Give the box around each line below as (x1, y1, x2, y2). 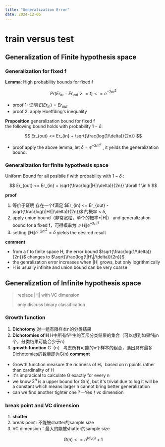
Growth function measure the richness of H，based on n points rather (12, 361, 155, 367)
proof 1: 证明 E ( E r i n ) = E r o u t (12, 102, 68, 109)
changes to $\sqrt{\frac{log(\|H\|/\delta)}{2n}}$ (27, 254, 125, 260)
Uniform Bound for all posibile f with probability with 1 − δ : (5, 173, 125, 179)
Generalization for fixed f (5, 68, 67, 74)
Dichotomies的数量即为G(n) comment (12, 351, 90, 357)
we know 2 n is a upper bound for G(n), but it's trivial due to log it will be (12, 378, 159, 384)
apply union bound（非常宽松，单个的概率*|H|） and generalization (12, 215, 151, 221)
